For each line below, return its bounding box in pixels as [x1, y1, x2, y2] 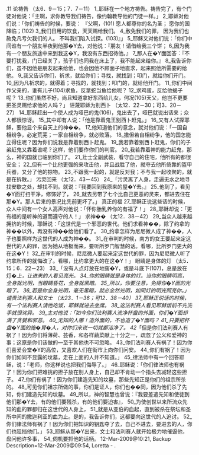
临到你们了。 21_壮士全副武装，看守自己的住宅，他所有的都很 [42, 154, 191, 160]
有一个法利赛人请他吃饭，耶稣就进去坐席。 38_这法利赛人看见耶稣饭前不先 [6, 302, 187, 308]
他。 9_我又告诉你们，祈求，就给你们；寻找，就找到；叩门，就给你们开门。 [6, 72, 189, 79]
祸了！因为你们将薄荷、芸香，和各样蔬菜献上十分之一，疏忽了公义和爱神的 [6, 332, 187, 338]
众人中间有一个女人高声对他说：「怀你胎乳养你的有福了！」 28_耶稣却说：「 [6, 205, 187, 212]
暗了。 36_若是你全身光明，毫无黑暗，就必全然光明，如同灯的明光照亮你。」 [6, 287, 190, 294]
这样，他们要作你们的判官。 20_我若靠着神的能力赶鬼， [52, 146, 187, 153]
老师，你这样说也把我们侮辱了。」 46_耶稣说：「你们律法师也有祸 [29, 361, 185, 368]
